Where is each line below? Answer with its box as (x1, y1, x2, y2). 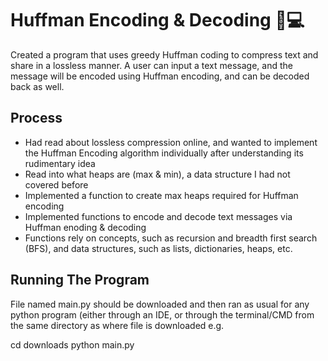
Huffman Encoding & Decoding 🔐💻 (10, 9, 305, 32)
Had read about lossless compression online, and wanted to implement (24, 136, 318, 148)
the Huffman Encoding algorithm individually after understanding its (24, 147, 304, 159)
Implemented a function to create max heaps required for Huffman (24, 189, 299, 201)
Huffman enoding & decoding (24, 221, 147, 233)
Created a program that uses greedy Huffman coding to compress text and (10, 48, 319, 61)
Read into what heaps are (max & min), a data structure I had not (24, 168, 291, 180)
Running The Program (10, 272, 150, 289)
